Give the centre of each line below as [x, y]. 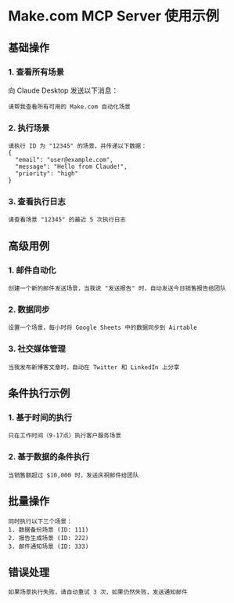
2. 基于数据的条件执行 [49, 457]
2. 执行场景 [29, 128]
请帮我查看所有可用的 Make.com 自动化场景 [69, 107]
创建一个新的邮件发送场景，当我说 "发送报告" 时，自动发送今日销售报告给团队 [117, 289]
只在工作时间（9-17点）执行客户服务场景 [65, 436]
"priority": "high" [47, 174]
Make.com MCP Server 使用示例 [114, 16]
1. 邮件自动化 [32, 270]
